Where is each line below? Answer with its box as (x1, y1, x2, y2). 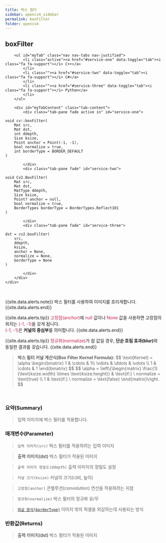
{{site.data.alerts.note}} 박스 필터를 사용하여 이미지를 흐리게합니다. (5, 299, 137, 305)
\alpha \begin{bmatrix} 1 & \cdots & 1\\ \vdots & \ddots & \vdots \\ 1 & (17, 360, 157, 366)
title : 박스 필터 (5, 7, 37, 12)
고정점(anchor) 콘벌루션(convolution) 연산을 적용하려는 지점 (17, 485, 134, 491)
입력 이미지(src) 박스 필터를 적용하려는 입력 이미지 (17, 442, 114, 449)
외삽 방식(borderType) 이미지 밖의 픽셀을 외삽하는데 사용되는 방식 (17, 506, 144, 512)
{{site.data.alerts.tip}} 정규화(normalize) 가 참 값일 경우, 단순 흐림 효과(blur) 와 (5, 338, 158, 344)
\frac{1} (142, 365, 158, 371)
